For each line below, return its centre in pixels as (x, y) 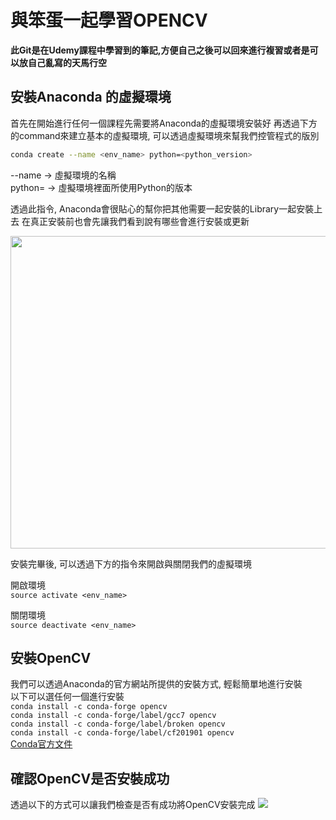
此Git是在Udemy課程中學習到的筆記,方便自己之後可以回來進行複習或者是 (160, 50)
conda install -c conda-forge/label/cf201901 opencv (122, 733)
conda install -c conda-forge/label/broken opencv (118, 724)
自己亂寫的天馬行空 (67, 62)
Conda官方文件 (41, 744)
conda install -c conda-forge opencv (89, 707)
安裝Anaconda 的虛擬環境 (91, 97)
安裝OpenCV (51, 658)
